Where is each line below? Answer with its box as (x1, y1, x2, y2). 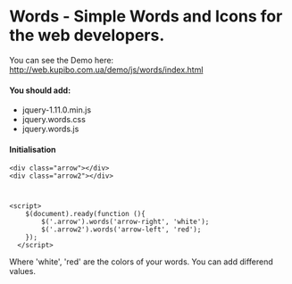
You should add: (9, 85, 71, 96)
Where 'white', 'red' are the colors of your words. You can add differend (9, 256, 274, 267)
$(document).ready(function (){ (25, 209, 146, 218)
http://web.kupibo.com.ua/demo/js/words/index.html (9, 64, 204, 75)
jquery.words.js (21, 123, 79, 135)
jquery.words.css (21, 114, 87, 125)
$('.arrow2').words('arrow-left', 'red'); (41, 225, 202, 234)
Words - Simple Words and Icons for (9, 6, 283, 27)
